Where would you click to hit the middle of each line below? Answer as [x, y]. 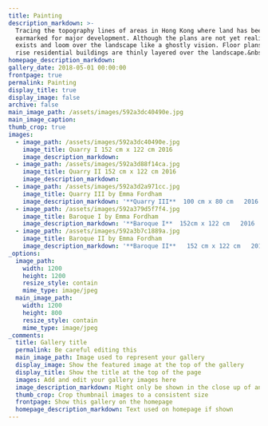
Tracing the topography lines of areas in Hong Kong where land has [132, 30]
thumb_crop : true [37, 127]
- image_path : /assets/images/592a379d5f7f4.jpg [98, 209]
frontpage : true [35, 75]
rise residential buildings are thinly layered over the [112, 53]
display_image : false [44, 98]
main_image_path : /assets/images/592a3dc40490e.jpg [96, 113]
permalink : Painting [43, 82]
